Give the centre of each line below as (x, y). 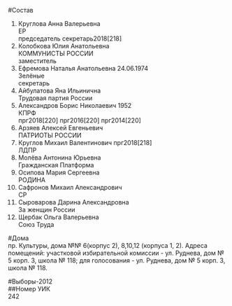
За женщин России (46, 210)
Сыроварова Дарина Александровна (73, 202)
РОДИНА (32, 180)
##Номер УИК (29, 289)
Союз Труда (36, 224)
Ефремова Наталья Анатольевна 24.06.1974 (83, 68)
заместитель (37, 61)
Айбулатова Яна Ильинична (59, 91)
